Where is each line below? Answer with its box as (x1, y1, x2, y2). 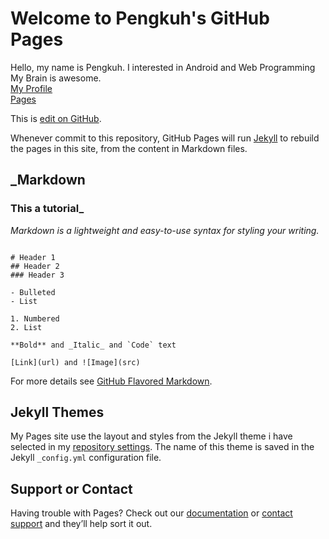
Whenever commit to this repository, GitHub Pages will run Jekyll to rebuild (10, 132, 320, 144)
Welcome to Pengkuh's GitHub (10, 7, 270, 30)
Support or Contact (10, 480, 133, 497)
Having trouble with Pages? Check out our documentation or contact (10, 507, 293, 519)
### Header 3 (10, 270, 65, 280)
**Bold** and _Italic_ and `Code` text (10, 340, 177, 350)
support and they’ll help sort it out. (10, 518, 153, 530)
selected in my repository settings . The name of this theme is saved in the (10, 441, 315, 453)
